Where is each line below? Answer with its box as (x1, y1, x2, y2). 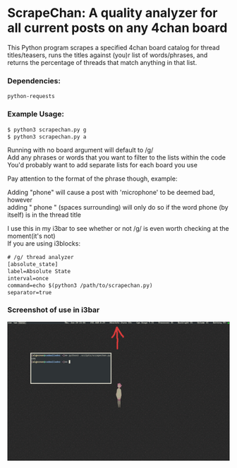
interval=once (7, 275, 49, 282)
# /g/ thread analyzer (7, 253, 74, 260)
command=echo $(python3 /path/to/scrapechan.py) (7, 282, 153, 289)
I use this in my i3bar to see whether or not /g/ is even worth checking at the (7, 224, 229, 232)
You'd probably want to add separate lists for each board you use (7, 160, 197, 169)
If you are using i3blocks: (7, 239, 81, 248)
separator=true (7, 289, 52, 296)
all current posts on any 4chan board (7, 20, 228, 36)
